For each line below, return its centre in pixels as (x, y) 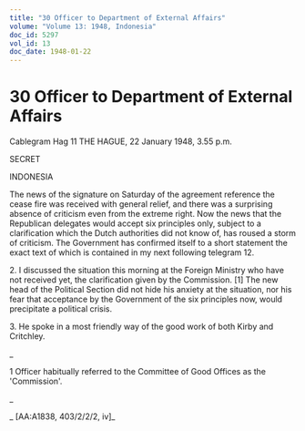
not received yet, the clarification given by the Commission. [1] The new (144, 280)
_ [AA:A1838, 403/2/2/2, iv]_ (62, 416)
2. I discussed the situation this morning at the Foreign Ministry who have (147, 271)
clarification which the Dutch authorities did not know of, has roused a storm (153, 233)
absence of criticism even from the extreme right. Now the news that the (146, 214)
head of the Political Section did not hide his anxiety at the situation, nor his (151, 290)
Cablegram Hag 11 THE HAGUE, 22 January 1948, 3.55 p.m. (121, 141)
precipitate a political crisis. (61, 309)
